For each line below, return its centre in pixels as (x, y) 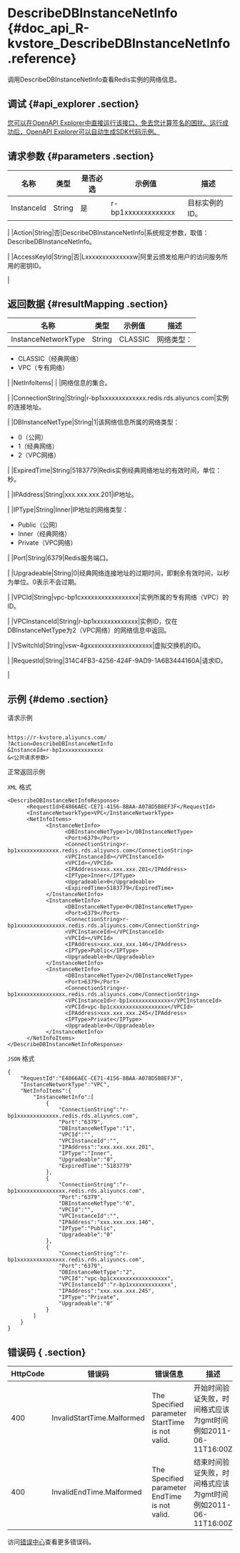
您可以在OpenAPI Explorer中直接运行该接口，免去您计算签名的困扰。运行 (115, 122)
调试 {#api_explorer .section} (73, 104)
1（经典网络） (38, 446)
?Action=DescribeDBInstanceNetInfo (60, 744)
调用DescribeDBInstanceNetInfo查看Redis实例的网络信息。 (94, 79)
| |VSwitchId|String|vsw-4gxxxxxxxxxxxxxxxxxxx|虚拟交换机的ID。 (106, 645)
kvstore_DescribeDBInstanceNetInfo (119, 44)
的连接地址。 (26, 407)
